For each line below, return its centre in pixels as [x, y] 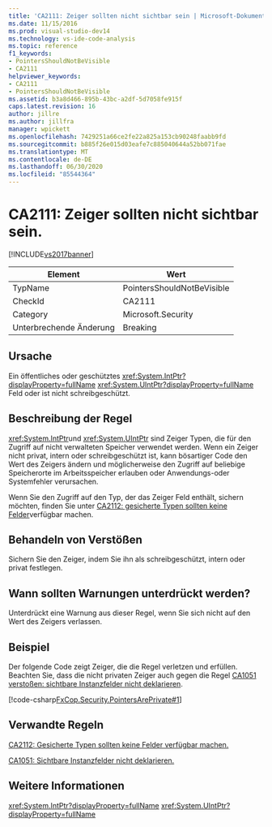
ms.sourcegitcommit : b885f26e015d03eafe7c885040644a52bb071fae [117, 144]
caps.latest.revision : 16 [52, 106]
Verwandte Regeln [56, 725]
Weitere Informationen [67, 786]
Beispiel [29, 647]
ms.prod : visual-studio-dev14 [59, 31]
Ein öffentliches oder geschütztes [64, 376]
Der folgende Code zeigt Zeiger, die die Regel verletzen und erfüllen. [123, 667]
